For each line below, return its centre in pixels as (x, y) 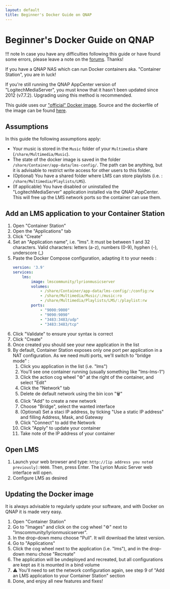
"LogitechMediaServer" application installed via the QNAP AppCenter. (86, 192)
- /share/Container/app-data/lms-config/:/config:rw (97, 291)
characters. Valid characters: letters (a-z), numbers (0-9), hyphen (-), (85, 247)
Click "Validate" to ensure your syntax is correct (63, 334)
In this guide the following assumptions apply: (53, 139)
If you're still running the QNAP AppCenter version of (61, 85)
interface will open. (33, 473)
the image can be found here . (36, 110)
